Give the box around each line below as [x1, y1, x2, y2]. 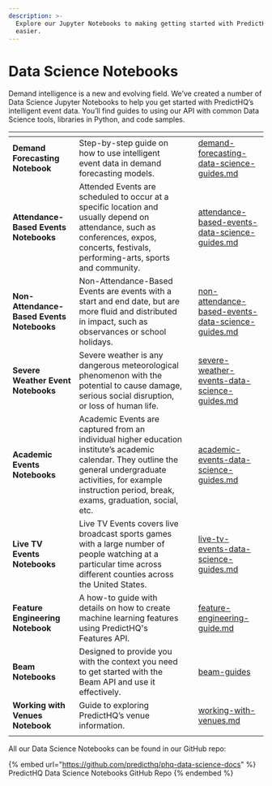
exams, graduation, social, [79, 494, 179, 506]
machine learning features [79, 612, 179, 624]
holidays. [79, 336, 113, 348]
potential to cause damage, [79, 380, 182, 391]
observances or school [79, 326, 167, 338]
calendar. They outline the [79, 454, 178, 465]
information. [79, 720, 125, 732]
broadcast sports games [79, 529, 172, 540]
